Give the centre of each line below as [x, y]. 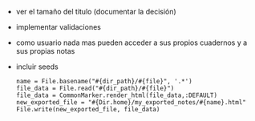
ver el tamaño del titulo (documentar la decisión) [96, 12]
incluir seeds [37, 67]
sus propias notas [45, 51]
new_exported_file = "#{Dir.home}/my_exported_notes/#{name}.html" [131, 103]
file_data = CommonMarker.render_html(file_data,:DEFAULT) [117, 95]
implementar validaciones [59, 27]
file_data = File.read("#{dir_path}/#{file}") [95, 88]
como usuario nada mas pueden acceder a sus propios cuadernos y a [132, 42]
